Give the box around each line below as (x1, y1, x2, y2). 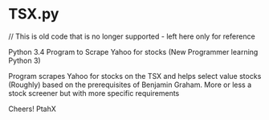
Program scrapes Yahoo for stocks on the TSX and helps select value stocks (8, 71, 262, 81)
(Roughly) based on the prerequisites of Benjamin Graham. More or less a (8, 80, 252, 89)
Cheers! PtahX (8, 104, 56, 114)
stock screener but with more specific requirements (8, 88, 180, 97)
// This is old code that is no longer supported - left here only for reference (8, 31, 255, 41)
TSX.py (8, 5, 59, 23)
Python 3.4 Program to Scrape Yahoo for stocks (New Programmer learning (8, 47, 259, 56)
